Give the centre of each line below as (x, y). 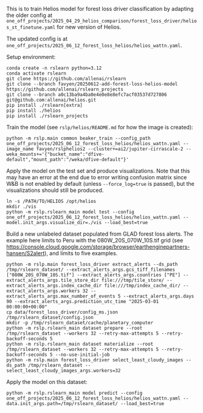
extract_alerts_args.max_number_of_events (61, 296)
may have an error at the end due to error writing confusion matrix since (97, 177)
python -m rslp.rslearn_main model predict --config (74, 393)
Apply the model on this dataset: (47, 382)
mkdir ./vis (21, 206)
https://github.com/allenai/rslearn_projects (65, 89)
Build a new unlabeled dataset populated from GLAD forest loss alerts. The (100, 234)
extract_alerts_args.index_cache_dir (54, 285)
